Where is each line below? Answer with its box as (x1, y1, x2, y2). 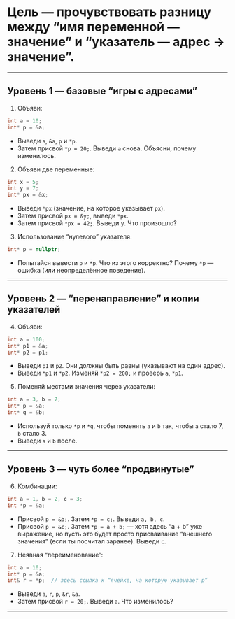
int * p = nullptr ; (7, 246, 61, 253)
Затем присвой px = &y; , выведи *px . (17, 211, 129, 220)
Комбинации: (17, 482, 57, 490)
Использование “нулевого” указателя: (17, 232, 132, 241)
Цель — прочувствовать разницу (7, 4, 212, 20)
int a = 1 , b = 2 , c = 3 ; (7, 495, 83, 502)
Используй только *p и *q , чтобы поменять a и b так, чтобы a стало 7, (17, 422, 224, 430)
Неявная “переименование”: (17, 550, 104, 559)
